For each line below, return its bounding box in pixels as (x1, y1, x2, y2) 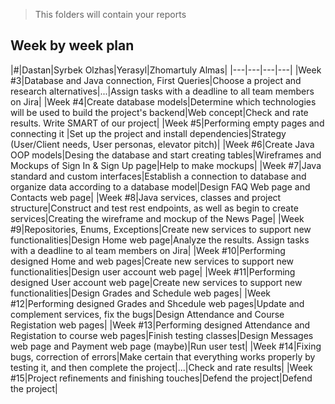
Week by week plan (10, 37, 135, 54)
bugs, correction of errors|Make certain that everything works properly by (10, 350, 316, 363)
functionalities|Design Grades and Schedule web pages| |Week (10, 287, 271, 299)
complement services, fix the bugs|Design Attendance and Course (10, 308, 285, 320)
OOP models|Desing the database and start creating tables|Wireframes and (10, 149, 322, 161)
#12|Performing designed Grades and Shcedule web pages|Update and (10, 297, 305, 309)
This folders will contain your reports (34, 9, 187, 20)
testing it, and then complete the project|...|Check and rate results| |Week (10, 361, 313, 373)
